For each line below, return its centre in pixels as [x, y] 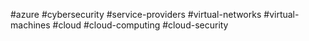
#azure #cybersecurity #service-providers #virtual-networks [136, 14]
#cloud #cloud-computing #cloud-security [140, 25]
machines [30, 25]
